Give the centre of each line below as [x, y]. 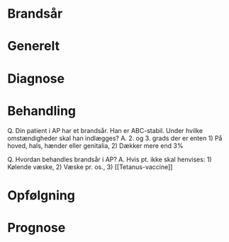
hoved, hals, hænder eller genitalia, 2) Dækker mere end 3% [95, 145]
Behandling [42, 111]
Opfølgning [41, 195]
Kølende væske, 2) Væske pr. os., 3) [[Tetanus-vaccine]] [90, 167]
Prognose [37, 227]
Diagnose [36, 78]
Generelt [34, 46]
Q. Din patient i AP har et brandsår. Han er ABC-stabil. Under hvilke [105, 130]
